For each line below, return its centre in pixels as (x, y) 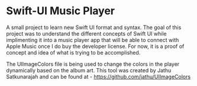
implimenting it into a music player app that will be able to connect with (93, 40)
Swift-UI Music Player (61, 11)
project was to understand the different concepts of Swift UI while (86, 33)
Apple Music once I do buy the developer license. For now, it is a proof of (95, 46)
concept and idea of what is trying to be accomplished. (73, 52)
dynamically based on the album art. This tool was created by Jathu (89, 70)
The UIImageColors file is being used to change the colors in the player (93, 64)
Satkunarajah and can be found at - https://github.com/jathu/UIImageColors (98, 77)
